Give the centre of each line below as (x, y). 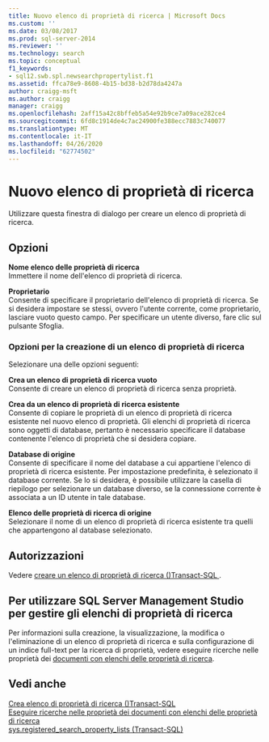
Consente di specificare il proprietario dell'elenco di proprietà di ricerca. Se (133, 300)
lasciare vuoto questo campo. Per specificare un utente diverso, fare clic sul (135, 317)
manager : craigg (36, 106)
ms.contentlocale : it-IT (50, 136)
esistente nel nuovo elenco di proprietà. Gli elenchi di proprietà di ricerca (129, 422)
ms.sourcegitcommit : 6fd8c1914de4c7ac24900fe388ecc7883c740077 (117, 121)
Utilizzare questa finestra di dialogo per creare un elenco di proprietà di (127, 214)
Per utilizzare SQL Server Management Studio (126, 601)
